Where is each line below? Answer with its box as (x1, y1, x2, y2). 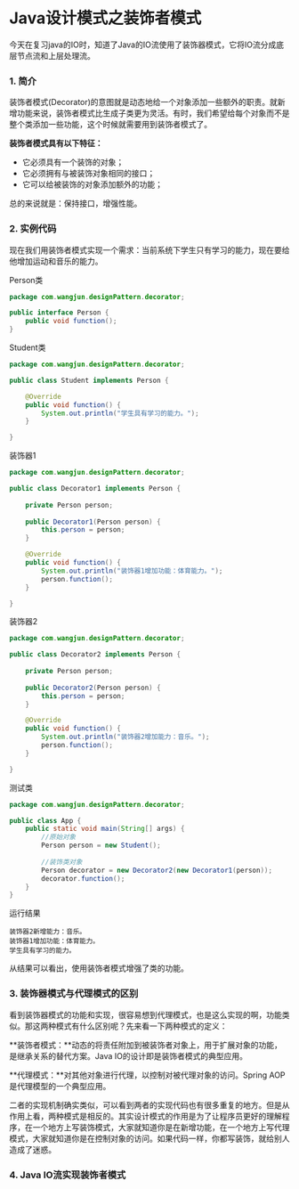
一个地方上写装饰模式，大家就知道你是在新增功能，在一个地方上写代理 (32, 1121, 290, 1132)
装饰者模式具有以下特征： (9, 138, 103, 149)
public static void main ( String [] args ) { (25, 825, 185, 834)
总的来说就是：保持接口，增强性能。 (9, 198, 142, 209)
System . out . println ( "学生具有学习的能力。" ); (41, 409, 199, 418)
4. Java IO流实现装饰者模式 (9, 1169, 126, 1181)
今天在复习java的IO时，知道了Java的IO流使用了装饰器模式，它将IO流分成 (9, 39, 277, 50)
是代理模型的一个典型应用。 (9, 1080, 111, 1091)
